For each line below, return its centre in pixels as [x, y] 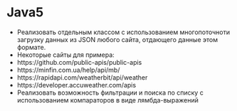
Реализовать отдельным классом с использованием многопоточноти [123, 32]
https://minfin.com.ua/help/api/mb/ [68, 70]
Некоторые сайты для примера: [65, 55]
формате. [31, 47]
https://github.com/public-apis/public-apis [79, 62]
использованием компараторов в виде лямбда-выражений [107, 100]
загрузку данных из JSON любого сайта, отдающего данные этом [117, 39]
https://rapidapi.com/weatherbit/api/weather [82, 77]
